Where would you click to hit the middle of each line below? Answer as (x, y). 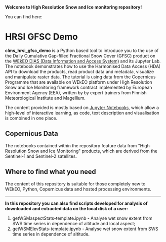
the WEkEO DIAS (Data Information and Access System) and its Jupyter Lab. (83, 61)
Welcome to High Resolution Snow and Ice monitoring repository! (74, 7)
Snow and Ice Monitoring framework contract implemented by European (79, 87)
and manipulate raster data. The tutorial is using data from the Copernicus (80, 77)
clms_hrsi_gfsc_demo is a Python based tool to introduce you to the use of (82, 50)
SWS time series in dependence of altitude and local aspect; (74, 223)
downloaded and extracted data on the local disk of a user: (67, 208)
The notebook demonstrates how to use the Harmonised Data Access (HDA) (83, 66)
